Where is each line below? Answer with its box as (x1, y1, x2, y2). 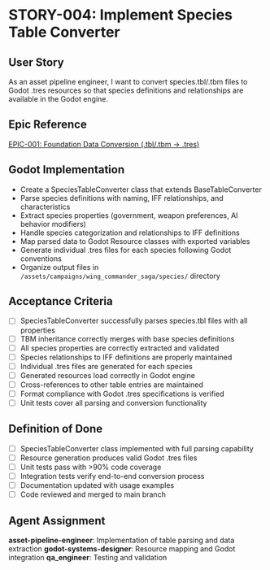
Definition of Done (8, 422, 103, 436)
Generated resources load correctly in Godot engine (20, 370, 195, 380)
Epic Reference (8, 118, 87, 132)
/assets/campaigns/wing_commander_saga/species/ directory (20, 271, 221, 281)
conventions (20, 254, 63, 263)
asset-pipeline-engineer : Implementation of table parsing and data (8, 535, 235, 545)
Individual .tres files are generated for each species (20, 361, 193, 371)
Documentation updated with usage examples (20, 481, 175, 490)
